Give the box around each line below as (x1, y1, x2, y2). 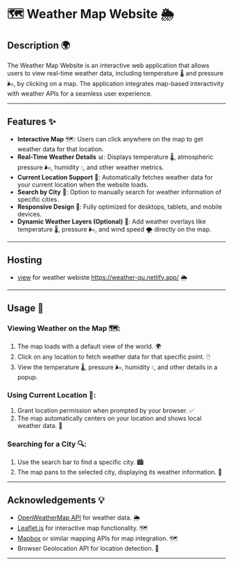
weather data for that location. (17, 144, 104, 153)
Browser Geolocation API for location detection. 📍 (17, 544, 159, 552)
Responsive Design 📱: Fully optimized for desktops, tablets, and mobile (17, 203, 223, 211)
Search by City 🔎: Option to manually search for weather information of (17, 187, 222, 196)
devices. (17, 209, 42, 218)
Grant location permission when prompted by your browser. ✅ (17, 406, 195, 414)
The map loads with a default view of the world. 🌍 (17, 342, 162, 351)
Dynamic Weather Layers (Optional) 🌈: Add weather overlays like (17, 217, 207, 225)
